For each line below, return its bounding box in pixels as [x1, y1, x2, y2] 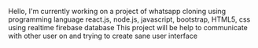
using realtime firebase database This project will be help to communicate [8, 23, 248, 32]
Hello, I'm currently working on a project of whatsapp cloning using [8, 7, 227, 15]
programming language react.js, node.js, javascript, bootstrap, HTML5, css [8, 15, 251, 24]
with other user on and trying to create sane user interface [8, 31, 198, 40]
